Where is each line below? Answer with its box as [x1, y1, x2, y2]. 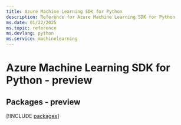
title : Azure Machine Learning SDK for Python [6, 8, 123, 15]
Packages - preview [6, 97, 81, 107]
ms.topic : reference [6, 25, 57, 31]
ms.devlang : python [6, 31, 54, 36]
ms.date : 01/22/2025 [6, 19, 57, 25]
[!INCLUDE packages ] [6, 113, 60, 119]
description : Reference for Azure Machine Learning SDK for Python [6, 14, 176, 20]
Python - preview [6, 74, 93, 87]
